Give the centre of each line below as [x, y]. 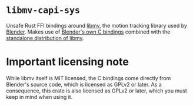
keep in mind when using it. [39, 97]
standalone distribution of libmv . [45, 38]
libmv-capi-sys [43, 10]
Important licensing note [68, 62]
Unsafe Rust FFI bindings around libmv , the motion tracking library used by [96, 25]
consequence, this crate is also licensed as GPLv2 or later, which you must [96, 91]
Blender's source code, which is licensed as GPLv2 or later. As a [84, 84]
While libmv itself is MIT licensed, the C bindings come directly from [89, 78]
